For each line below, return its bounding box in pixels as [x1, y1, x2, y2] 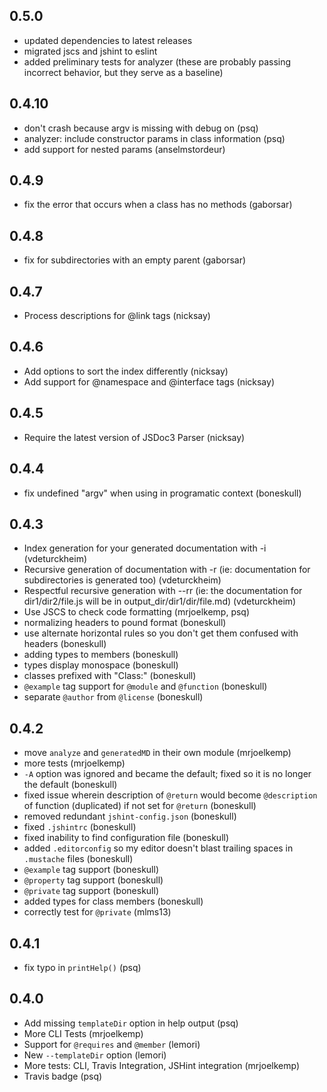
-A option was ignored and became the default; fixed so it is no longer [23, 768, 312, 780]
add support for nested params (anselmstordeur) [23, 143, 226, 155]
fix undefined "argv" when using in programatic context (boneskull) [23, 487, 302, 499]
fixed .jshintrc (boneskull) [23, 821, 137, 833]
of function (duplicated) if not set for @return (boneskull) [23, 800, 257, 812]
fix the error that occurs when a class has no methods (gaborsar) [23, 199, 293, 211]
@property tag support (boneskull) [23, 874, 164, 886]
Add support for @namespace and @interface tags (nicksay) [23, 375, 275, 388]
